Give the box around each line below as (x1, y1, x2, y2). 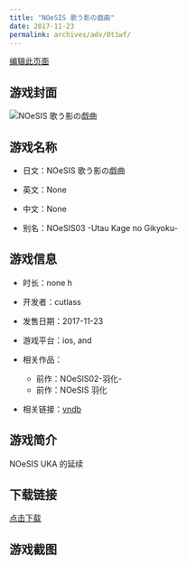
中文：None (22, 204, 68, 214)
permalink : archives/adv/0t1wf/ (9, 30, 131, 39)
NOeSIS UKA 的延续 (9, 458, 84, 469)
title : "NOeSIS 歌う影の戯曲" (9, 13, 115, 23)
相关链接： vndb (22, 403, 82, 414)
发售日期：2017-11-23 (22, 315, 104, 326)
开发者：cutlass (22, 296, 81, 307)
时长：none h (22, 277, 73, 288)
